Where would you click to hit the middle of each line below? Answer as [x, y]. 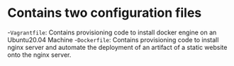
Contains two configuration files [105, 13]
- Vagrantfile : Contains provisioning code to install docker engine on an [112, 32]
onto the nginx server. [39, 55]
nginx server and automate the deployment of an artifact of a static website [117, 47]
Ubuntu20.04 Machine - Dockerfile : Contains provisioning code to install [113, 39]
